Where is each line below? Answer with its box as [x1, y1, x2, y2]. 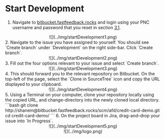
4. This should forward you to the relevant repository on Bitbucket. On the [5, 70, 155, 76]
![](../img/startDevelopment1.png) [49, 34, 117, 40]
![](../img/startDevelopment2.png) [48, 55, 118, 61]
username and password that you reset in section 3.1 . [12, 24, 121, 30]
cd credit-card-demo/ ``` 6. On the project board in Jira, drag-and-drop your [5, 112, 160, 118]
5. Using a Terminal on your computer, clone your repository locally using [5, 92, 155, 98]
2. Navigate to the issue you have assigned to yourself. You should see [5, 39, 149, 45]
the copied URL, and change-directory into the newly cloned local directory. [5, 97, 160, 103]
